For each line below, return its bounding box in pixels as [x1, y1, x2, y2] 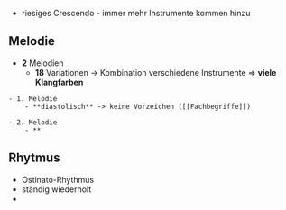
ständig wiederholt [21, 184, 92, 195]
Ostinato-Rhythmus [21, 174, 95, 185]
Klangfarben [34, 77, 84, 87]
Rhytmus [8, 151, 60, 166]
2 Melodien [21, 58, 64, 68]
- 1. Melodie [8, 94, 58, 103]
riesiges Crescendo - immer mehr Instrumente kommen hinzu [21, 8, 251, 18]
